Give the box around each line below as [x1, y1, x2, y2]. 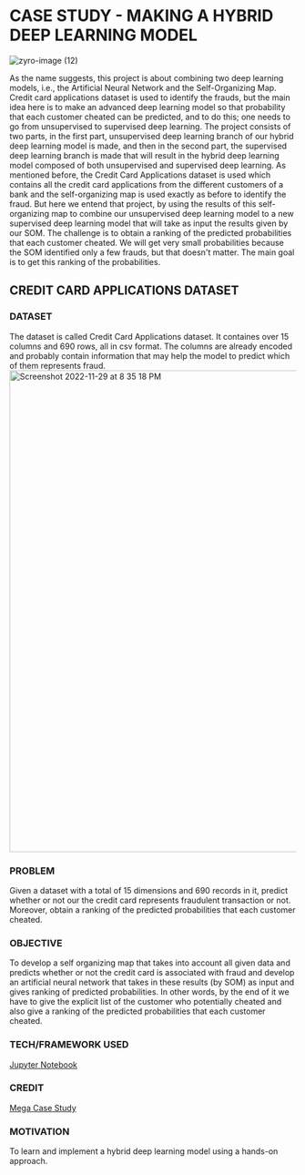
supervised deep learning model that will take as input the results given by [9, 218, 289, 229]
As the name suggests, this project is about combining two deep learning [9, 72, 284, 83]
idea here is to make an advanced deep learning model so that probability [9, 101, 286, 112]
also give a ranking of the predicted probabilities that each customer [9, 1006, 266, 1017]
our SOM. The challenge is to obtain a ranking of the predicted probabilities [9, 227, 292, 238]
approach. [9, 1156, 48, 1167]
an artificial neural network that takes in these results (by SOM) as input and [9, 976, 295, 988]
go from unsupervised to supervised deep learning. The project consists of [9, 120, 291, 132]
